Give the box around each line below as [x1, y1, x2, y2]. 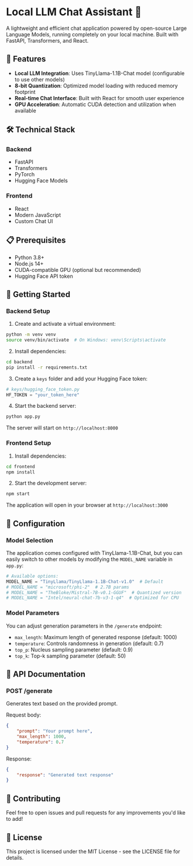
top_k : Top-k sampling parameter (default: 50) [14, 652, 126, 659]
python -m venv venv [6, 332, 57, 337]
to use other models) [14, 76, 66, 83]
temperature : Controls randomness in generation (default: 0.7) [14, 640, 164, 647]
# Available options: [6, 573, 59, 579]
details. [6, 854, 24, 861]
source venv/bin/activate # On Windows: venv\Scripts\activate [6, 337, 166, 343]
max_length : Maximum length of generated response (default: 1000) [14, 633, 177, 640]
